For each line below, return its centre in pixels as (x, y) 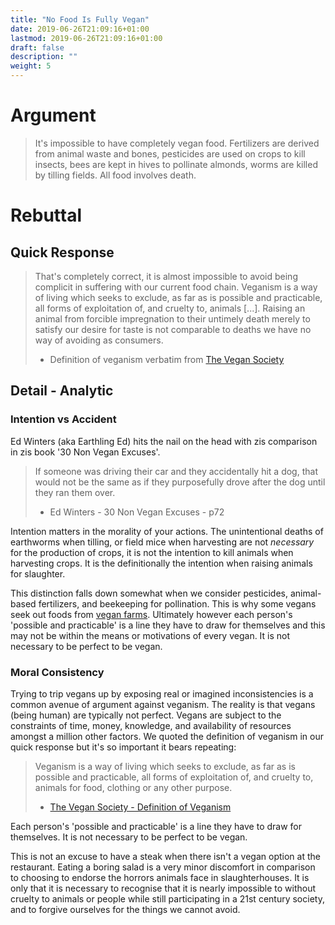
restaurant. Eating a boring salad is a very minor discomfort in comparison (163, 867)
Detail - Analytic (62, 391)
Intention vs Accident (63, 419)
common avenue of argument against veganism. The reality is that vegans (163, 704)
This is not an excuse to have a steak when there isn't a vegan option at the (165, 856)
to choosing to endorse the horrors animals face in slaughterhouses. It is (160, 877)
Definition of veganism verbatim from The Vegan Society (167, 359)
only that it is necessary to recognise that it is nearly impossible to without (163, 888)
